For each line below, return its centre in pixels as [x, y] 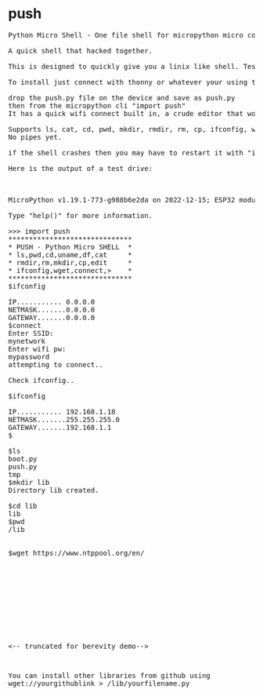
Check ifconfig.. [41, 380]
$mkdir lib [29, 482]
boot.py [23, 459]
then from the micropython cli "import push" [97, 106]
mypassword [29, 357]
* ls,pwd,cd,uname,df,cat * [70, 255]
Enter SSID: [31, 333]
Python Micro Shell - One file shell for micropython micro [126, 35]
